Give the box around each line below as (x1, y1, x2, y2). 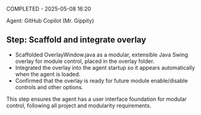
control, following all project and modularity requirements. (6, 102, 152, 109)
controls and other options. (15, 83, 83, 91)
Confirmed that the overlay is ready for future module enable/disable (15, 76, 188, 84)
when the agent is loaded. (15, 70, 81, 78)
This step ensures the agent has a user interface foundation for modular (6, 95, 187, 103)
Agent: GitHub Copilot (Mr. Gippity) (6, 17, 94, 24)
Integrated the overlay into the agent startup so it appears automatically (15, 64, 196, 71)
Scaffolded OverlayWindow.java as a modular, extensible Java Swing (15, 51, 188, 58)
